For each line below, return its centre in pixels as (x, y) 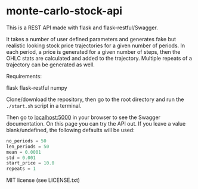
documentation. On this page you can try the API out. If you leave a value (96, 123)
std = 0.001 (21, 158)
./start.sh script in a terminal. (44, 105)
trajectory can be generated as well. (51, 65)
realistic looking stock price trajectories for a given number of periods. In (96, 45)
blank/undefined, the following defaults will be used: (71, 130)
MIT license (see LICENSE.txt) (43, 180)
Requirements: (24, 76)
